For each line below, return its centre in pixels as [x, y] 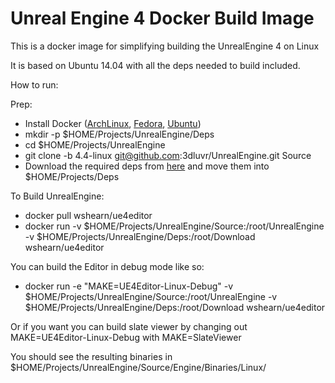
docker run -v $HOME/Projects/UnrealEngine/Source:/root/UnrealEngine [174, 226]
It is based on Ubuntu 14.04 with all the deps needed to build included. [155, 65]
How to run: [34, 84]
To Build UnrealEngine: [57, 196]
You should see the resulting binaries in [91, 356]
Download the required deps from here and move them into [147, 166]
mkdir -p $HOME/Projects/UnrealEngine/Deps [119, 134]
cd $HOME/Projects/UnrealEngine [95, 144]
